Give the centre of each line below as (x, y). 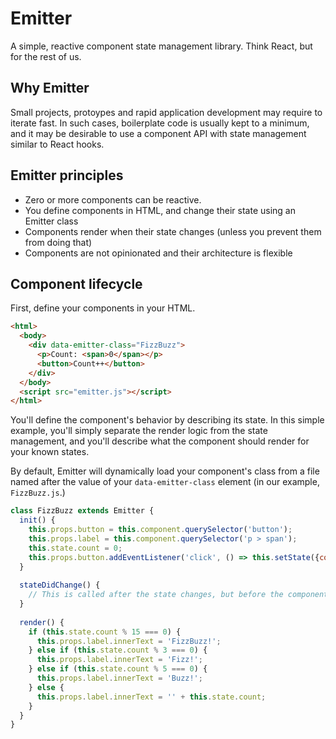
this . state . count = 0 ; (75, 548)
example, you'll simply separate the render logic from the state (139, 431)
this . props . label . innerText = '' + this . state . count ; (151, 697)
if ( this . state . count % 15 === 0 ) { (105, 632)
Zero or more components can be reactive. (113, 199)
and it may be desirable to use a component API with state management (158, 133)
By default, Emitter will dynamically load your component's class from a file (165, 471)
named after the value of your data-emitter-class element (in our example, (165, 482)
